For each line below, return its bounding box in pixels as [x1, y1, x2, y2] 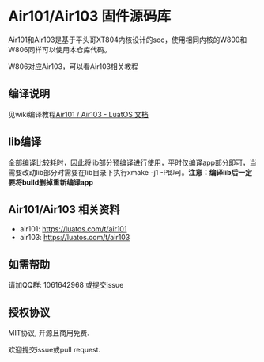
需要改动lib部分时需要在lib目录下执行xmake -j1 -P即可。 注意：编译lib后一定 [8, 167, 253, 177]
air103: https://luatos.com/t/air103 [19, 233, 130, 242]
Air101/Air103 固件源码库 [8, 7, 172, 25]
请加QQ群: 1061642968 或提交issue [8, 280, 124, 290]
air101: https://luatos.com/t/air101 [19, 224, 127, 234]
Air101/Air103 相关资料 [8, 203, 120, 216]
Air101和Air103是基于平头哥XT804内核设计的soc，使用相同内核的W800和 [8, 35, 247, 44]
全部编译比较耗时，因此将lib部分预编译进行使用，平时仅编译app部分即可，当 [8, 158, 257, 167]
